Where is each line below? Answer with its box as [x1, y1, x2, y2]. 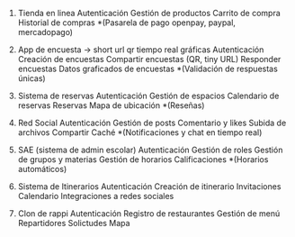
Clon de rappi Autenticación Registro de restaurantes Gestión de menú [17, 208, 281, 219]
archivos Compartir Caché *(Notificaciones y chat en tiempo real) [17, 127, 263, 138]
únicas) [17, 73, 47, 84]
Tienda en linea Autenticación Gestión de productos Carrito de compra [17, 8, 281, 18]
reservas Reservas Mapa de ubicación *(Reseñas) [17, 100, 205, 111]
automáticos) [17, 164, 67, 174]
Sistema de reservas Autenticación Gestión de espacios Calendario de [17, 90, 280, 101]
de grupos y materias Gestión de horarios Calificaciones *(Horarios [17, 154, 269, 165]
